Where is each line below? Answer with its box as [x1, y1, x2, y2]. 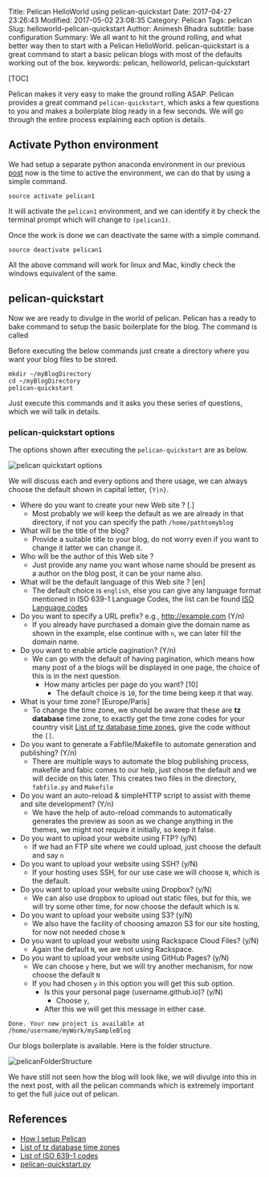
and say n [31, 850, 64, 859]
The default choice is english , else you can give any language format [31, 585, 262, 595]
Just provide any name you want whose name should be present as [31, 560, 256, 569]
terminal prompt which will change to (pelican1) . [8, 215, 171, 224]
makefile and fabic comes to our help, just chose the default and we [31, 765, 257, 774]
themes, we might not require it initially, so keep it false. [31, 824, 217, 835]
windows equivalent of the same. [8, 269, 118, 278]
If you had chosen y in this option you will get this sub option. [31, 978, 235, 988]
